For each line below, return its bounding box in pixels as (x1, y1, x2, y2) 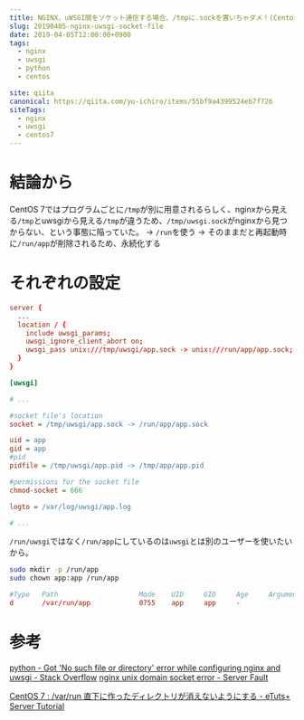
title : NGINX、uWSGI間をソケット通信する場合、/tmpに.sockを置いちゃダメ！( (9, 13, 274, 23)
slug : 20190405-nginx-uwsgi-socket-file (9, 22, 165, 31)
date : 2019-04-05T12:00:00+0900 (9, 30, 131, 39)
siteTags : (9, 105, 47, 114)
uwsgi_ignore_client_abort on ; (25, 336, 144, 346)
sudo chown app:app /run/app (9, 573, 119, 583)
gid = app (9, 444, 47, 453)
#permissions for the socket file (9, 477, 140, 487)
